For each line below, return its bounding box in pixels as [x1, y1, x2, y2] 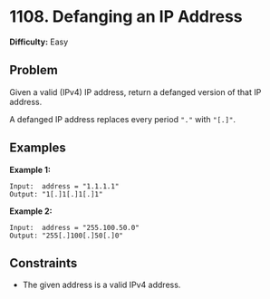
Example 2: [9, 206, 53, 217]
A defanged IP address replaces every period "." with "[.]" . [9, 113, 236, 124]
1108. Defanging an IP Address [9, 6, 243, 27]
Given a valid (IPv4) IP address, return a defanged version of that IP [9, 86, 262, 97]
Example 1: [9, 164, 52, 175]
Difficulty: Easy [9, 36, 69, 47]
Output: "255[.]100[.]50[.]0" [9, 231, 124, 240]
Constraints [9, 256, 78, 271]
